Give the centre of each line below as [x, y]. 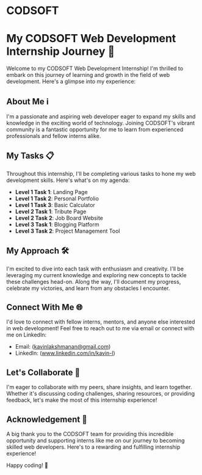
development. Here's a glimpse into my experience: [71, 82]
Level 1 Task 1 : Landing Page [51, 192]
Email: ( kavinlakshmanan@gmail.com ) [63, 347]
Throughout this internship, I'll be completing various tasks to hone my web [101, 173]
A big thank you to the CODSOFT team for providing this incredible [90, 434]
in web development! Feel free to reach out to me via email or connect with [100, 328]
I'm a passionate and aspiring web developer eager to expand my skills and [101, 116]
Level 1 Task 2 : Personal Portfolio [57, 198]
